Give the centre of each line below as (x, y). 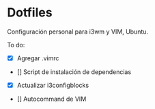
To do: (16, 45)
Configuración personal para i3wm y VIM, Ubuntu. (78, 32)
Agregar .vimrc (38, 58)
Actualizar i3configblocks (53, 85)
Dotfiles (30, 13)
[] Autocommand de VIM (52, 99)
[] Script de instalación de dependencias (74, 72)
